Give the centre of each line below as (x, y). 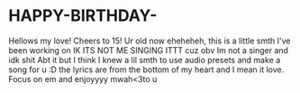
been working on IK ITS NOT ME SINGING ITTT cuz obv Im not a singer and (149, 50)
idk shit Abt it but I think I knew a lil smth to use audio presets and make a (145, 60)
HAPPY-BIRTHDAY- (83, 16)
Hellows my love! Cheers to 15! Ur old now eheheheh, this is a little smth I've (150, 41)
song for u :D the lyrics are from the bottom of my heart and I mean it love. (146, 70)
